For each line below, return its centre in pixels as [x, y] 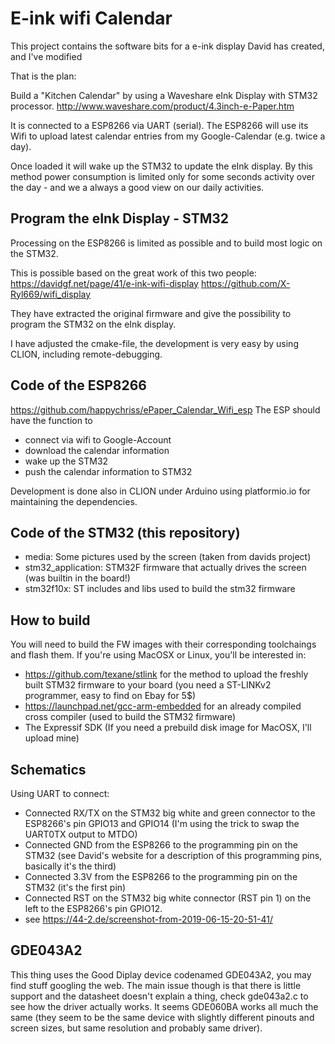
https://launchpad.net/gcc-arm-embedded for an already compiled [163, 706]
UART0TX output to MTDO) [81, 834]
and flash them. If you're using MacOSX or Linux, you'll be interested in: [158, 655]
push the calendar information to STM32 [108, 471]
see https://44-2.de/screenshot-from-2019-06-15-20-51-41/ [148, 919]
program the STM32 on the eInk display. [93, 324]
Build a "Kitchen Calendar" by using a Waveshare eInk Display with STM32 [164, 95]
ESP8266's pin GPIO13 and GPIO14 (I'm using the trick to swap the [162, 823]
